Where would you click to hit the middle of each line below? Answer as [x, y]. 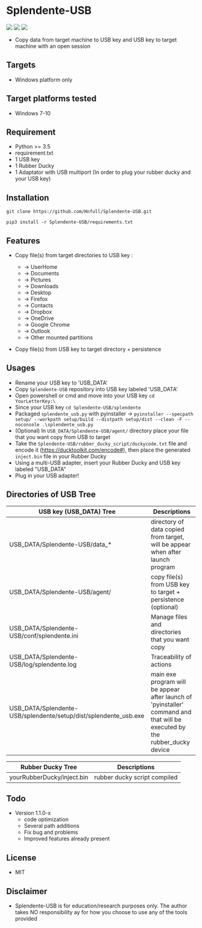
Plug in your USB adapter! [47, 475]
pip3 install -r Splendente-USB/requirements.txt [70, 222]
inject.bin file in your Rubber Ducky [61, 456]
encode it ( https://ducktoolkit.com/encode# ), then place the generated [103, 450]
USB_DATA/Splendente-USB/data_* [61, 544]
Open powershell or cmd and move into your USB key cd [85, 395]
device [160, 749]
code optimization [46, 819]
